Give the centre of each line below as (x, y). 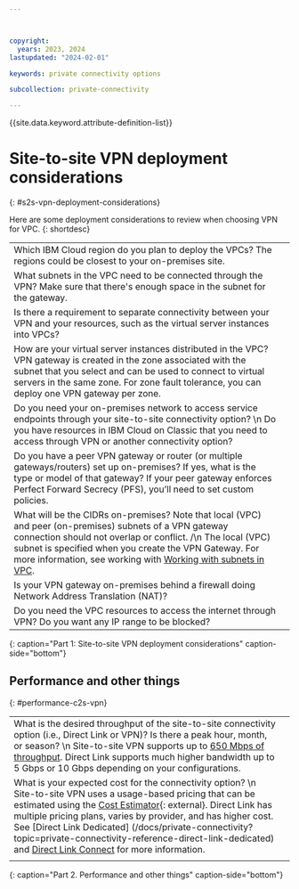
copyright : (29, 41)
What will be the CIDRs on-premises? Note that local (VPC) (137, 515)
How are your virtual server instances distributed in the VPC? (141, 349)
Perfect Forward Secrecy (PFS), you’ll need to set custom (134, 489)
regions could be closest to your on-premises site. (119, 261)
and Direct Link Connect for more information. (109, 849)
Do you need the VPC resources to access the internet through (145, 611)
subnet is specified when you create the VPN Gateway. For (137, 549)
